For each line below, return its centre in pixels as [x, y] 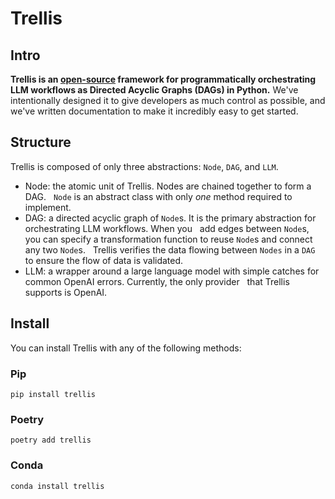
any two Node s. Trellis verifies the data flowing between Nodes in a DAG [170, 249]
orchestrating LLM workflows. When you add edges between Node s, [167, 228]
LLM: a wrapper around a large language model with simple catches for [172, 271]
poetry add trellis [51, 440]
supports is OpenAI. [66, 292]
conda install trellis [57, 486]
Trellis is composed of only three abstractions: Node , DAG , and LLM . [144, 166]
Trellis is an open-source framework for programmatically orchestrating [163, 79]
